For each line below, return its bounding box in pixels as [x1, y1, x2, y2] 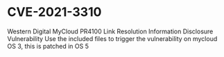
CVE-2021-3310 [7, 4, 102, 20]
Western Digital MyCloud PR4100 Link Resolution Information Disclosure [7, 27, 214, 35]
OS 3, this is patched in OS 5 [7, 42, 89, 50]
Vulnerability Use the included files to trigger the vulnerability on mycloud [7, 34, 218, 42]
